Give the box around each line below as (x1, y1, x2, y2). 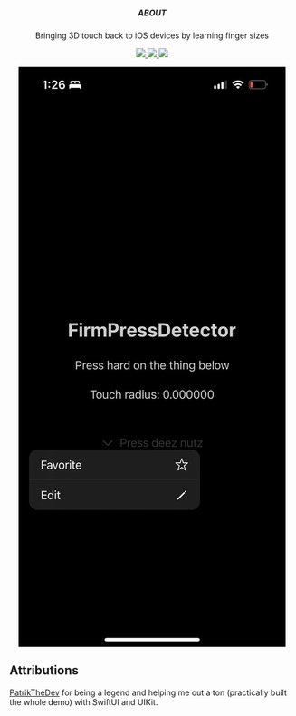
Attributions (9, 663, 80, 679)
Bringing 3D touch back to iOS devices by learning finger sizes (34, 30, 270, 41)
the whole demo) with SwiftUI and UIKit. (9, 696, 158, 707)
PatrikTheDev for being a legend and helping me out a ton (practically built (9, 687, 288, 698)
